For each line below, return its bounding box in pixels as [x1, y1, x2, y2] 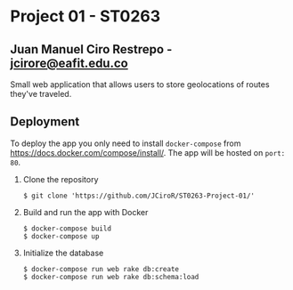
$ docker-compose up [22, 231, 100, 241]
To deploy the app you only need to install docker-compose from [10, 138, 241, 149]
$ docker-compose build [22, 224, 112, 233]
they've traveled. [10, 89, 72, 99]
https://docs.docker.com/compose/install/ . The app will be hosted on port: [10, 147, 286, 157]
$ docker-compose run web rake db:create [22, 264, 179, 273]
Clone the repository [22, 173, 99, 184]
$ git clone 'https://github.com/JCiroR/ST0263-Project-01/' [22, 191, 256, 200]
